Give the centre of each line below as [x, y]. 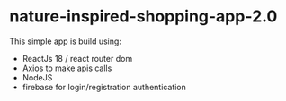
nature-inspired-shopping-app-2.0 [143, 17]
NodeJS [37, 77]
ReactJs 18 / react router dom [77, 58]
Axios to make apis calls [67, 68]
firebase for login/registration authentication [104, 87]
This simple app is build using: [65, 41]
